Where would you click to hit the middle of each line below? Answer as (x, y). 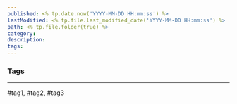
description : (26, 40)
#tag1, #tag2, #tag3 (36, 93)
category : (22, 33)
